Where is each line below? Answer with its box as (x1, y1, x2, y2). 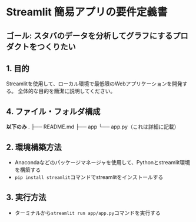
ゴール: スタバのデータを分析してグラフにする (6, 31, 173, 41)
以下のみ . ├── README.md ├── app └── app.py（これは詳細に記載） (6, 123, 180, 130)
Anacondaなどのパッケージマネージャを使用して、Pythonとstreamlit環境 (14, 159, 190, 166)
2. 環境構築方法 (6, 142, 62, 152)
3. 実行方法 (6, 193, 46, 203)
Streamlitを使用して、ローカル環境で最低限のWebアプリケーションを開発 (6, 80, 182, 87)
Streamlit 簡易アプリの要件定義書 (6, 5, 168, 19)
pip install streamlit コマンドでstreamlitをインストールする (14, 174, 164, 181)
